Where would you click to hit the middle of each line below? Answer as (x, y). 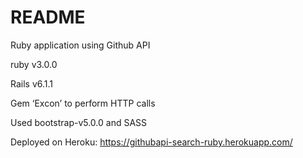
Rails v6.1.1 (32, 83)
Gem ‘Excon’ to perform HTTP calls (83, 103)
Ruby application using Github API (80, 45)
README (48, 17)
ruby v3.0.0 (34, 64)
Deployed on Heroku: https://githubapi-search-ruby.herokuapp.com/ (151, 142)
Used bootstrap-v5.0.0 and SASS (79, 122)
